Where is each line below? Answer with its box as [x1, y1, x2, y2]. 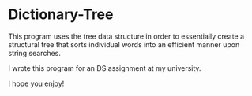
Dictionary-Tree [8, 6, 114, 24]
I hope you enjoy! [8, 79, 65, 88]
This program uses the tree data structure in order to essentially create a [8, 31, 245, 41]
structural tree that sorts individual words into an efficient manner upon [8, 39, 240, 49]
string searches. [8, 48, 62, 57]
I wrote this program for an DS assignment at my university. [8, 63, 201, 72]
